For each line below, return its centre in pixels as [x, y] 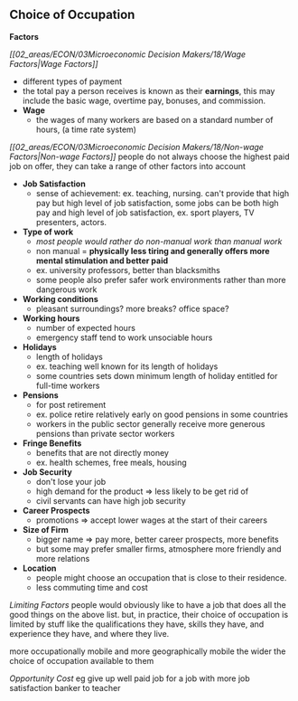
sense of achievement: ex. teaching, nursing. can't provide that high [163, 193]
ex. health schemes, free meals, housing [111, 462]
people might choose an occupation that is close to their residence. [161, 577]
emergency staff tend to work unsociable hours [124, 337]
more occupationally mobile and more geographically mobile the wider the [148, 651]
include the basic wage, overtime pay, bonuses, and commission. [144, 100]
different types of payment [72, 81]
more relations [63, 558]
